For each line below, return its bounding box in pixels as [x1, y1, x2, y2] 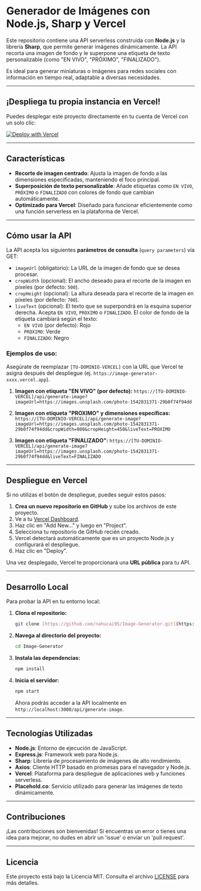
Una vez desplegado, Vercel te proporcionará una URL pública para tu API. [6, 559, 191, 566]
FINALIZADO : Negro [23, 334, 69, 342]
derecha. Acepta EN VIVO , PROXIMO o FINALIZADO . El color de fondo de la [14, 309, 190, 316]
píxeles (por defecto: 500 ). [14, 283, 80, 291]
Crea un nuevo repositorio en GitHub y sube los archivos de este [14, 503, 177, 510]
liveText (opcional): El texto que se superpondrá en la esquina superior [14, 302, 192, 310]
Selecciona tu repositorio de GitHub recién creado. [14, 528, 141, 535]
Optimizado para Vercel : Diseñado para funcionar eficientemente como [14, 201, 193, 208]
